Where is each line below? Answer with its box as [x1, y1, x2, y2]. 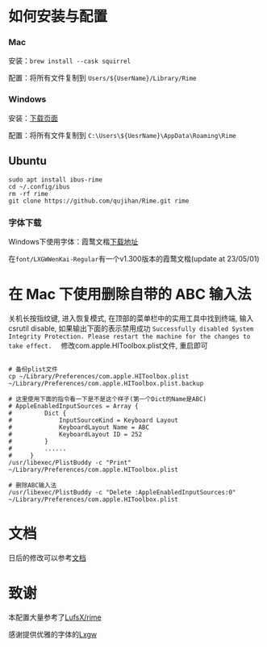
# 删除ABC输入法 [8, 481, 57, 489]
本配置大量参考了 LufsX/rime [8, 612, 102, 622]
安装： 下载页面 [8, 113, 58, 123]
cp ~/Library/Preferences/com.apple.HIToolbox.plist [8, 372, 190, 380]
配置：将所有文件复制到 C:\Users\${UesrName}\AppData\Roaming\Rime [8, 130, 236, 140]
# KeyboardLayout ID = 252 [8, 430, 143, 438]
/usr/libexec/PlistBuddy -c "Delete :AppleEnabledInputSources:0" [8, 488, 236, 496]
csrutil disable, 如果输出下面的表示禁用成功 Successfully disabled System [8, 323, 254, 333]
